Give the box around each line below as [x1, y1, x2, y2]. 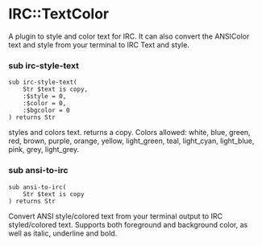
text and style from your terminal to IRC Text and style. [8, 39, 189, 49]
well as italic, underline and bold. [8, 228, 118, 238]
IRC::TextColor [8, 5, 110, 23]
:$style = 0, [23, 92, 67, 100]
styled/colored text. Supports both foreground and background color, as [8, 219, 248, 229]
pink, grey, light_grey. [8, 145, 80, 154]
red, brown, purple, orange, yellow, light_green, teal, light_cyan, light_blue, [8, 136, 255, 146]
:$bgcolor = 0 [23, 106, 70, 115]
